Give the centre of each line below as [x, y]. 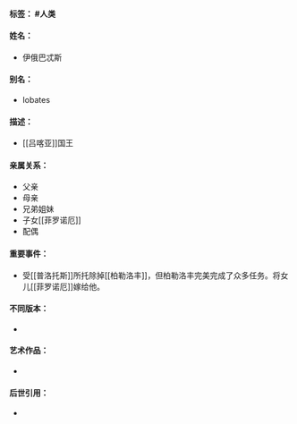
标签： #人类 [33, 13]
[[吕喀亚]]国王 [48, 143]
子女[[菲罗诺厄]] [52, 220]
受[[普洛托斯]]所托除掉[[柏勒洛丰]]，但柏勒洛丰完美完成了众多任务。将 [151, 275]
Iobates [36, 100]
